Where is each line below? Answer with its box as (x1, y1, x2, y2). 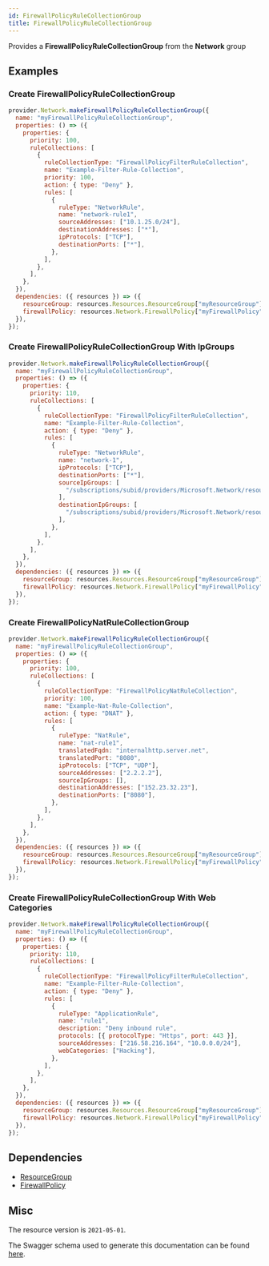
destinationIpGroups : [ (58, 501, 138, 509)
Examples (8, 64, 58, 78)
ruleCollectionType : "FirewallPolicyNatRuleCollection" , (43, 687, 239, 695)
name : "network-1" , (58, 456, 124, 464)
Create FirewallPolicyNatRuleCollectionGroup (8, 617, 190, 628)
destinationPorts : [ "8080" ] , (58, 791, 156, 799)
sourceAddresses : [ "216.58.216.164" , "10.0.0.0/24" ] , (58, 1039, 242, 1047)
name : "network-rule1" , (58, 211, 138, 219)
